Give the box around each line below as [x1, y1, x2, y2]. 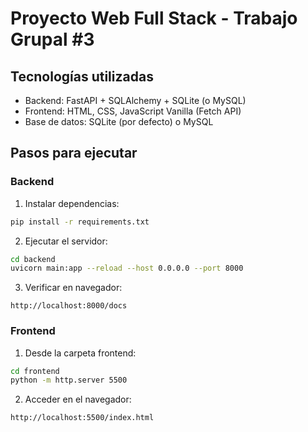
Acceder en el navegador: [24, 393, 132, 406]
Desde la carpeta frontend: [24, 347, 137, 359]
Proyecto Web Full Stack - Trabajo [10, 7, 298, 30]
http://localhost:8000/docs [10, 301, 128, 311]
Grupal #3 [10, 28, 95, 51]
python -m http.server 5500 [10, 375, 128, 386]
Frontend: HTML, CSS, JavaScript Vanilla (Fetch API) [24, 105, 242, 117]
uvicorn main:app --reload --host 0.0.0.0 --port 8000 [10, 263, 244, 274]
